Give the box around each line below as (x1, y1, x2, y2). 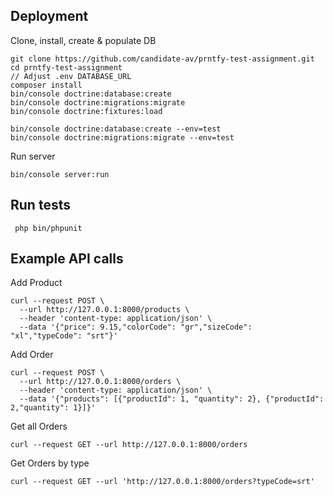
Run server (10, 150, 56, 162)
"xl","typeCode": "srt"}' (10, 331, 118, 341)
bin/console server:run (10, 169, 110, 179)
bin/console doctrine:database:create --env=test (10, 124, 222, 134)
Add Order (10, 349, 54, 361)
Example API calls (10, 250, 124, 268)
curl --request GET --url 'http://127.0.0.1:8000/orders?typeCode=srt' (10, 477, 315, 487)
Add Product (10, 277, 63, 289)
